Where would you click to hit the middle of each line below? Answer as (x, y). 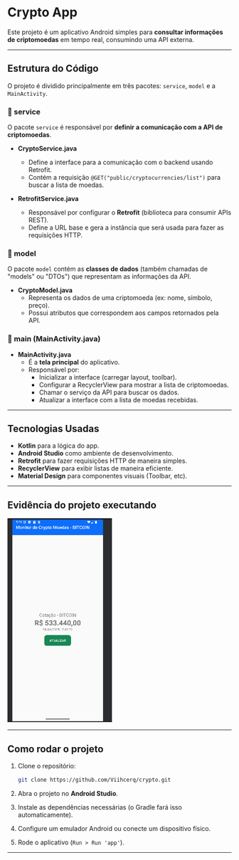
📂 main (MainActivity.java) (54, 339)
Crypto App (43, 12)
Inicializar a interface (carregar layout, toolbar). (108, 377)
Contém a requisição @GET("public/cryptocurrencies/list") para (124, 178)
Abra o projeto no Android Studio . (68, 793)
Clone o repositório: (47, 766)
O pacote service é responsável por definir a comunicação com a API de (115, 127)
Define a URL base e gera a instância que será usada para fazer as (126, 227)
